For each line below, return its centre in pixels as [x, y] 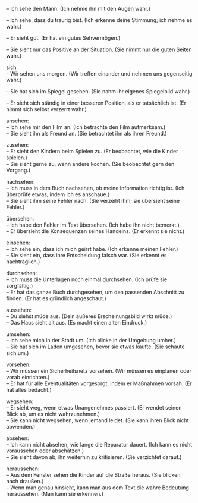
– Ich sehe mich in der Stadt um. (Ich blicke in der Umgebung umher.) [91, 340]
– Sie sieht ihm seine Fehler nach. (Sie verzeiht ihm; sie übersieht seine [93, 201]
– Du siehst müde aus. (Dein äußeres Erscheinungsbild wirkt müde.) [89, 316]
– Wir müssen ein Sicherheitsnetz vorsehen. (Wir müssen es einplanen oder [99, 371]
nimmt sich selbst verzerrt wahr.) [47, 109]
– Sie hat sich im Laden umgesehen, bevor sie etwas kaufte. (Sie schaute [96, 347]
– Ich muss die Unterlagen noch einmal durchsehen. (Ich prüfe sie [87, 279]
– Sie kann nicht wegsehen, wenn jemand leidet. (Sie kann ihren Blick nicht [98, 420]
